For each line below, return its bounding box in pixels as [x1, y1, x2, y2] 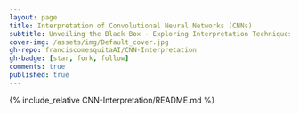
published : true [9, 71, 69, 80]
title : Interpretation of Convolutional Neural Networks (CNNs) [9, 21, 253, 30]
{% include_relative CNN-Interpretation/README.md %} [9, 95, 215, 105]
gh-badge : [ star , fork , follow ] [9, 54, 129, 63]
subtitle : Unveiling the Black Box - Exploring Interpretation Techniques [9, 29, 293, 38]
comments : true [9, 63, 66, 72]
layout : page [9, 12, 58, 22]
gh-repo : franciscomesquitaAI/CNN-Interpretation [9, 46, 198, 55]
